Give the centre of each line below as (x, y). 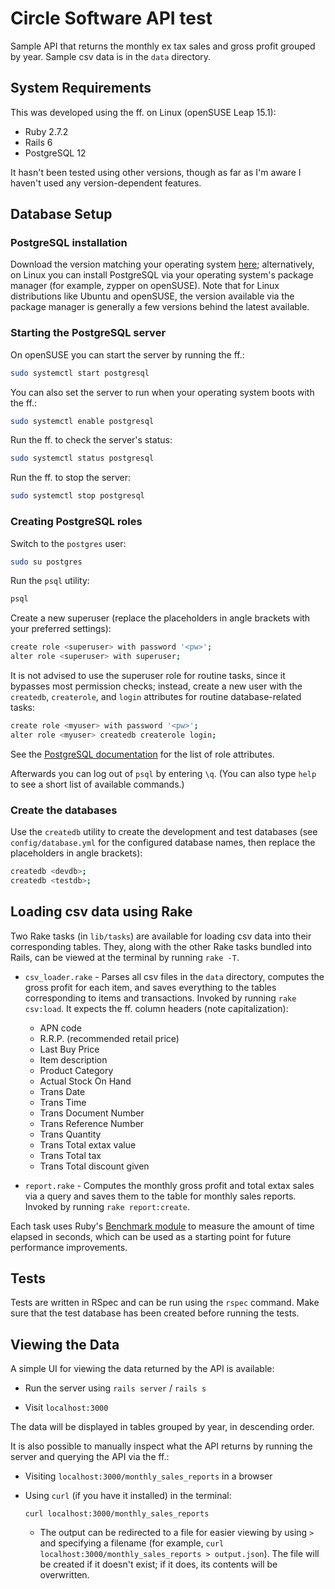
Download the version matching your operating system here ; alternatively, (162, 264)
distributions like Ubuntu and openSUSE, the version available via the (152, 296)
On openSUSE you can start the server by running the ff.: (127, 354)
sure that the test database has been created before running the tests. (155, 1313)
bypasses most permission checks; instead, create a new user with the (156, 686)
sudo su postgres (46, 562)
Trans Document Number (92, 1113)
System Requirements (81, 88)
